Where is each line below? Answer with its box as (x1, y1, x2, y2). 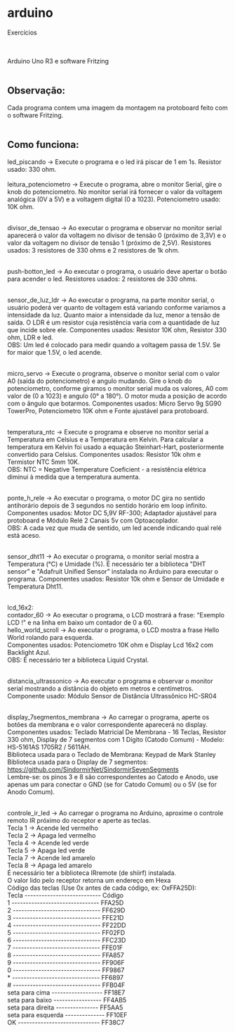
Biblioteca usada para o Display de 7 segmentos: (7, 757, 149, 766)
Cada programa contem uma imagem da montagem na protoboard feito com (7, 103, 228, 112)
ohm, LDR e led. (7, 333, 54, 341)
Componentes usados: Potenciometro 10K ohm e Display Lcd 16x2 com (7, 641, 214, 649)
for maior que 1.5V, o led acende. (7, 348, 103, 356)
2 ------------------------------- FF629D (7, 906, 126, 914)
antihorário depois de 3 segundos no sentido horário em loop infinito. (7, 501, 208, 510)
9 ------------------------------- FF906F (7, 958, 125, 967)
